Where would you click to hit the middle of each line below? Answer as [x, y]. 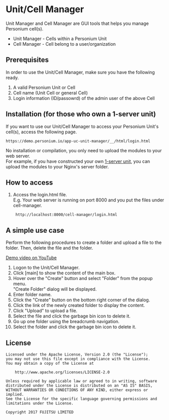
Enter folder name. [32, 295]
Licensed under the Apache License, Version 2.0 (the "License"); [77, 355]
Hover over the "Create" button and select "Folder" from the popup [83, 278]
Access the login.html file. [40, 195]
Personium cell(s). [24, 28]
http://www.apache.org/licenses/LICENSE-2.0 [62, 372]
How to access [30, 182]
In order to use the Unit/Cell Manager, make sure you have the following [80, 72]
